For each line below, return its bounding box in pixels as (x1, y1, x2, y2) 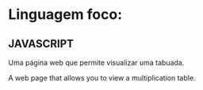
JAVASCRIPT (8, 37, 74, 51)
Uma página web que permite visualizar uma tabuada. (8, 58, 185, 67)
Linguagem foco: (8, 6, 123, 24)
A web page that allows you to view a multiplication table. (8, 73, 196, 82)
